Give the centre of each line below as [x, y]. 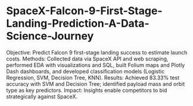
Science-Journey [50, 36]
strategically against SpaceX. [42, 97]
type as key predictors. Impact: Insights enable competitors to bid [87, 90]
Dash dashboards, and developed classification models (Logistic [85, 71]
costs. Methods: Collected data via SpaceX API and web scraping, [87, 59]
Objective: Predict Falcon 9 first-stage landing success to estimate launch [97, 52]
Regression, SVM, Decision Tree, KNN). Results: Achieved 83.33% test [93, 78]
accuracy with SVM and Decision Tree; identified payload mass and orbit [96, 83]
